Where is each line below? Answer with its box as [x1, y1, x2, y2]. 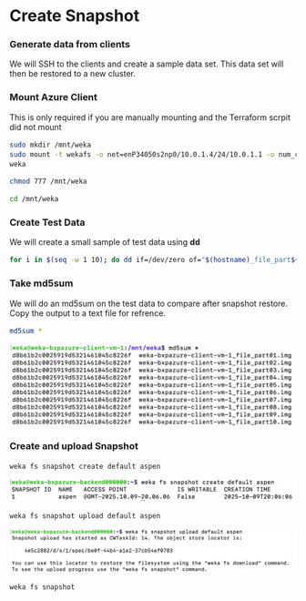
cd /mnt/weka [9, 195, 59, 204]
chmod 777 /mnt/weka [9, 177, 88, 187]
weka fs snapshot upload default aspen [9, 511, 161, 520]
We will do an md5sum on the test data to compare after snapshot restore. [9, 298, 289, 309]
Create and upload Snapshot [9, 440, 138, 453]
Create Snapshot [9, 5, 140, 26]
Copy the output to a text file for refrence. [9, 307, 167, 319]
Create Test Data [9, 216, 86, 229]
